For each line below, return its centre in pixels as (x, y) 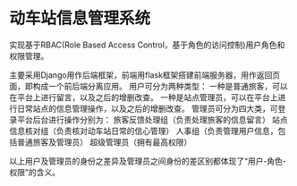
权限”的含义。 (35, 172)
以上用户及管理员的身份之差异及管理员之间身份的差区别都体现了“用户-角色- (148, 161)
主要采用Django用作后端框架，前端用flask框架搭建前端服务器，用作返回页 (145, 75)
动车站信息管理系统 (80, 18)
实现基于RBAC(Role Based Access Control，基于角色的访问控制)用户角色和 (147, 45)
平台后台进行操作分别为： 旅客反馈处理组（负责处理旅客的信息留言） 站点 (152, 119)
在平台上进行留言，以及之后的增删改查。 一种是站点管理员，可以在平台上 (144, 97)
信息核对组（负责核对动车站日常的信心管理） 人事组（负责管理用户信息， (144, 131)
